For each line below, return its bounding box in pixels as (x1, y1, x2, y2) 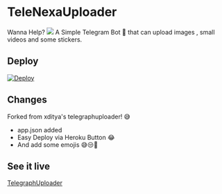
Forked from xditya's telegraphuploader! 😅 (7, 112, 130, 121)
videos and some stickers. (7, 35, 83, 44)
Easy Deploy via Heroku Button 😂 (17, 133, 115, 141)
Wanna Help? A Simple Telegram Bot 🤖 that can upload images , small (7, 28, 215, 36)
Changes (7, 94, 47, 106)
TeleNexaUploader (7, 4, 117, 20)
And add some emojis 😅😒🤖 (17, 140, 99, 149)
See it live (7, 160, 51, 172)
